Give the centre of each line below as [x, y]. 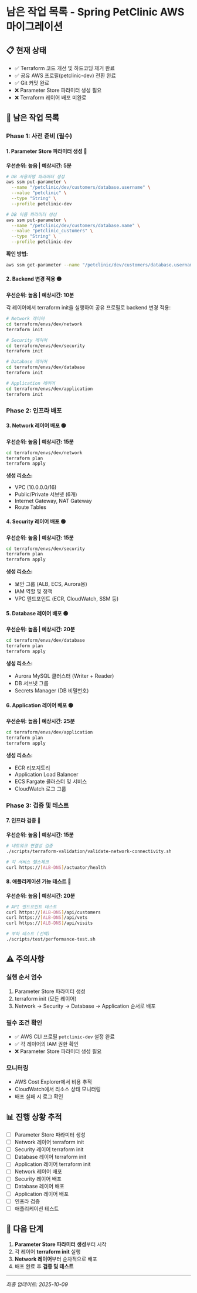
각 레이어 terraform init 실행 [47, 1251]
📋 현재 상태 [26, 50]
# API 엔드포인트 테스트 [31, 907]
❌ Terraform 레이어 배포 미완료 [50, 97]
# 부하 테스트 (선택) [28, 934]
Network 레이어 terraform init [49, 1142]
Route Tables [30, 507]
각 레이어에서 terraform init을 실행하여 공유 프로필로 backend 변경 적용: [89, 308]
